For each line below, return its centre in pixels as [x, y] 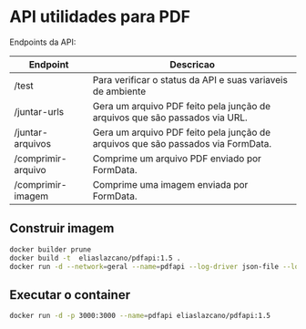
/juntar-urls [39, 111]
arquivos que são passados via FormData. [182, 143]
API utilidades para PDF [100, 17]
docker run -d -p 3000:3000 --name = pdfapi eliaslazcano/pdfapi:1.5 [140, 316]
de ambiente [119, 91]
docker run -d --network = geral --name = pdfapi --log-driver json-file [144, 266]
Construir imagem [62, 228]
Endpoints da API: [43, 42]
